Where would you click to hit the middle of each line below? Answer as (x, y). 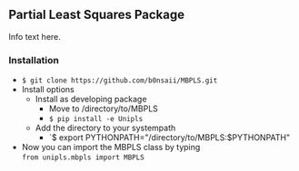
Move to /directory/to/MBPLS (103, 109)
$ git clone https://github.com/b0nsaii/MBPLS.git (120, 81)
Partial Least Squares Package (97, 15)
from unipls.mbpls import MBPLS (83, 157)
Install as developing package (91, 100)
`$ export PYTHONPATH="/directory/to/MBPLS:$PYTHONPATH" (169, 138)
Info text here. (35, 36)
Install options (48, 90)
